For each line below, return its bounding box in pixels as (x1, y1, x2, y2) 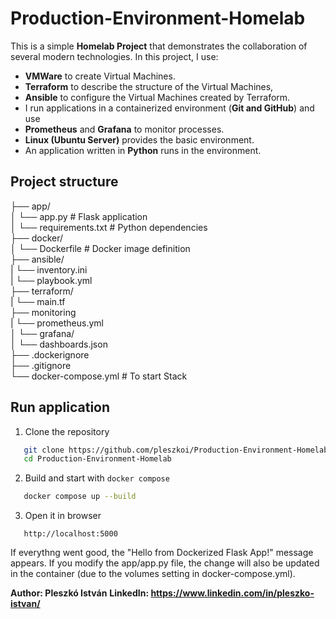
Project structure (10, 173, 119, 191)
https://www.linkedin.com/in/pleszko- (150, 587, 315, 599)
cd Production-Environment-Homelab (23, 454, 172, 464)
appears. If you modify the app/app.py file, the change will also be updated (10, 557, 320, 569)
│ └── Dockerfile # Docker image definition (10, 242, 191, 254)
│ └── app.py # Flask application (10, 210, 148, 222)
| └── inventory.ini (10, 263, 88, 276)
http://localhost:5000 (23, 529, 118, 539)
